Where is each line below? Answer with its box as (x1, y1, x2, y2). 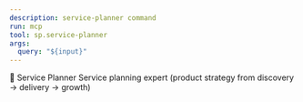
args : (9, 38, 30, 48)
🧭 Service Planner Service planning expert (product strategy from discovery (9, 72, 294, 83)
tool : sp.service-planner (9, 30, 107, 39)
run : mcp (9, 22, 43, 31)
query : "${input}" (17, 47, 88, 56)
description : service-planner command (9, 13, 157, 23)
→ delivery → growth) (9, 82, 91, 93)
